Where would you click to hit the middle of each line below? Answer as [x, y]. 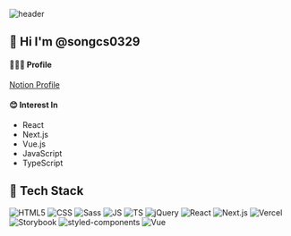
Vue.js [34, 144]
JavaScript [42, 153]
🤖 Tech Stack [47, 191]
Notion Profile [35, 84]
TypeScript [43, 163]
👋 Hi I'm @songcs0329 [75, 42]
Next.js [35, 134]
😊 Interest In [34, 105]
